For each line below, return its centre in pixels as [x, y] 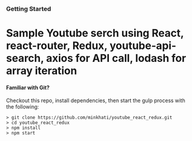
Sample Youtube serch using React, [95, 33]
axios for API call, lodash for [116, 58]
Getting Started [29, 9]
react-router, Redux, [57, 46]
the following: [23, 107]
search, [25, 58]
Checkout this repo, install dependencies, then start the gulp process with [96, 101]
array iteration [42, 71]
